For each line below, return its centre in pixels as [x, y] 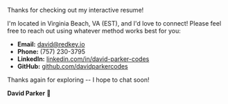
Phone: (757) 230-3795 [51, 52]
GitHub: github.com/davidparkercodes [72, 66]
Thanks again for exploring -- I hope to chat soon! [78, 80]
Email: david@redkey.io [51, 44]
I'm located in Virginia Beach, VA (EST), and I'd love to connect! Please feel [114, 23]
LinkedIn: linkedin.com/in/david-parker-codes [83, 59]
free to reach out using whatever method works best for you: [94, 31]
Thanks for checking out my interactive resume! [76, 10]
